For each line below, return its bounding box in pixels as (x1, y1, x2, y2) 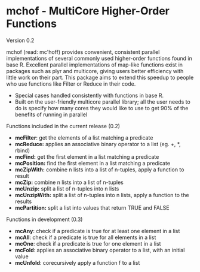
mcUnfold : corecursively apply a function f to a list (14, 259, 140, 266)
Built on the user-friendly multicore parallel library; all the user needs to (14, 98, 191, 105)
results (14, 198, 32, 205)
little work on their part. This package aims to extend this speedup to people (6, 74, 194, 81)
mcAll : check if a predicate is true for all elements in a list (14, 234, 156, 241)
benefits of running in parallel (14, 111, 88, 118)
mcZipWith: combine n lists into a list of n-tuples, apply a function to (14, 166, 184, 173)
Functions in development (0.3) (6, 216, 83, 223)
